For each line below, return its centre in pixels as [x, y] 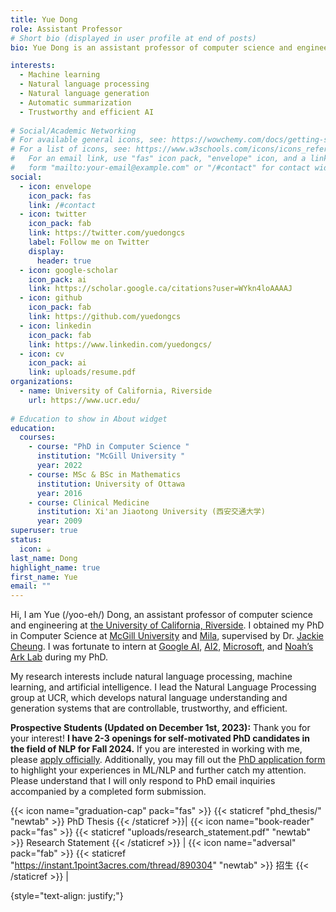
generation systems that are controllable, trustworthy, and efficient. [149, 708]
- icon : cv [42, 354]
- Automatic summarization [75, 102]
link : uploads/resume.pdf [82, 372]
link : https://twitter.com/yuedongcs [107, 233]
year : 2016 [59, 493]
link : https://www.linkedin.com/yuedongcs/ [120, 344]
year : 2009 [59, 521]
